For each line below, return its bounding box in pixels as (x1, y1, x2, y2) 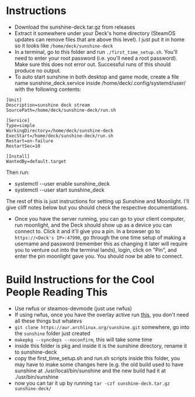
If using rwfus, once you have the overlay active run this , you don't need (14, 311, 189, 318)
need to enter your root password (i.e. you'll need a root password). (14, 54, 178, 61)
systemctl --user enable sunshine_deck (14, 180, 110, 187)
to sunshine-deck (14, 348, 57, 355)
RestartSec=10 (6, 143, 41, 149)
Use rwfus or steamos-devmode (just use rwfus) (14, 304, 133, 312)
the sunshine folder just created (14, 330, 90, 337)
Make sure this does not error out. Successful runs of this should (14, 60, 171, 68)
